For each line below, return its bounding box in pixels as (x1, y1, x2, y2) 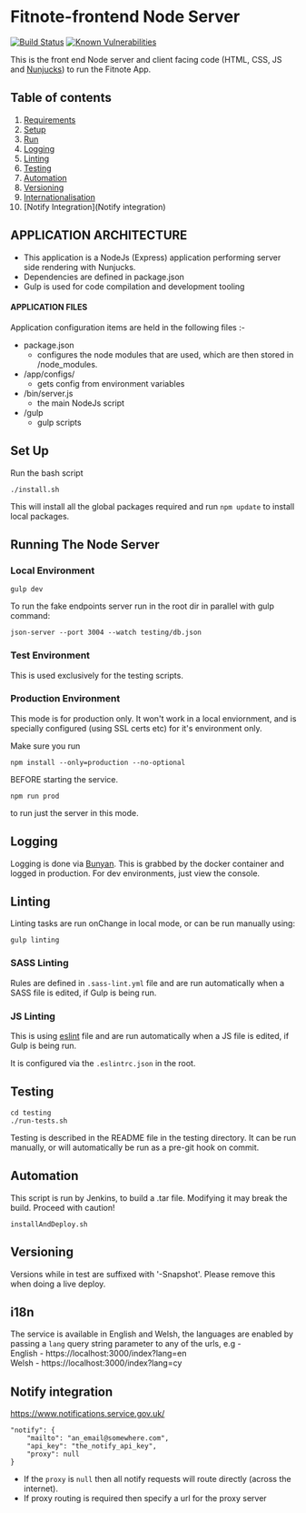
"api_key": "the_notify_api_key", (26, 1442, 157, 1451)
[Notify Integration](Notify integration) (23, 201, 166, 212)
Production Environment (10, 692, 121, 705)
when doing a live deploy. (10, 1278, 106, 1289)
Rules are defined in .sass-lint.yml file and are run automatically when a (10, 977, 285, 988)
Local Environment (10, 564, 95, 577)
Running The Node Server (10, 537, 160, 552)
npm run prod (10, 792, 60, 801)
